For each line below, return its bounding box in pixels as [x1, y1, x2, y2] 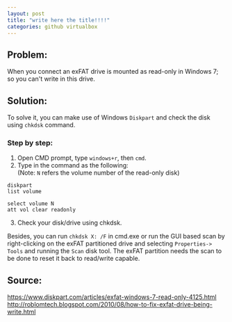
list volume [7, 188, 42, 195]
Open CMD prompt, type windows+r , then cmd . [17, 154, 147, 162]
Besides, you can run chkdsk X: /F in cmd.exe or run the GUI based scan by [7, 232, 226, 241]
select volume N [7, 200, 54, 207]
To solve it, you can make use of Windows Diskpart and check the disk [7, 113, 210, 122]
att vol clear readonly [7, 207, 76, 214]
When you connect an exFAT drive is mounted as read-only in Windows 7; [7, 67, 219, 76]
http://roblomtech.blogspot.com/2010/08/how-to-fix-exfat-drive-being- [7, 300, 213, 309]
